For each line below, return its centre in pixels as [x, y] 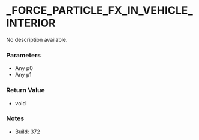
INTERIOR [31, 23]
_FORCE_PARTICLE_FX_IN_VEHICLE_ [99, 10]
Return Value [25, 90]
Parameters [23, 55]
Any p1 [23, 75]
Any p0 [24, 68]
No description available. [37, 39]
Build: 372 [27, 132]
